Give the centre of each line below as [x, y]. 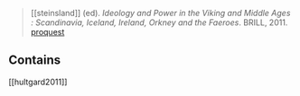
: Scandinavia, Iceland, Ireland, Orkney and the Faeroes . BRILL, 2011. [159, 22]
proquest [47, 32]
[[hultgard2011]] [38, 82]
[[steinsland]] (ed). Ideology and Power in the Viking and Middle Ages [160, 13]
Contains [34, 61]
